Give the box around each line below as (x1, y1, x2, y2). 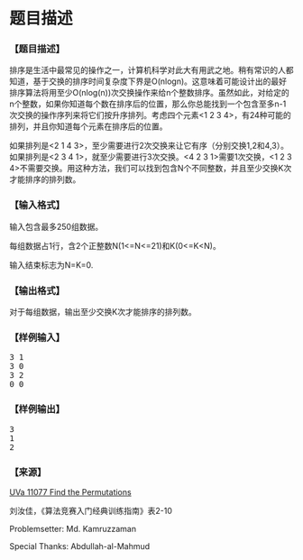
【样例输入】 (9, 331, 66, 344)
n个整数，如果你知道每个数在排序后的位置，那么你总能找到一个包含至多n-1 (9, 98, 287, 109)
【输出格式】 (9, 284, 66, 297)
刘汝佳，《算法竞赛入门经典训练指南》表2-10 (9, 505, 173, 516)
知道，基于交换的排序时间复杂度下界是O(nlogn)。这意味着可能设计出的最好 (9, 76, 287, 87)
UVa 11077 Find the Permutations (9, 486, 133, 497)
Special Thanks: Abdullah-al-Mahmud (9, 540, 151, 551)
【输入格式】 (9, 199, 66, 212)
